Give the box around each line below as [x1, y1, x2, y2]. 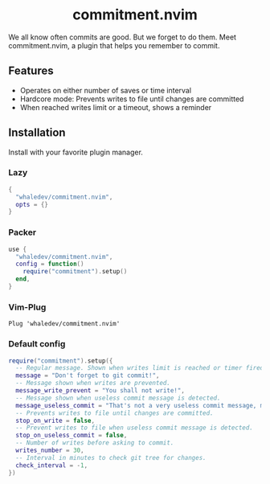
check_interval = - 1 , [15, 461, 88, 470]
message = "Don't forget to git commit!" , [15, 371, 160, 379]
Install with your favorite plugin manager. [8, 147, 143, 157]
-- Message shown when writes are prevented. [15, 379, 171, 388]
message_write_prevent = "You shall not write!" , [15, 387, 185, 395]
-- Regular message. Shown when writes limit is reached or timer [15, 364, 243, 372]
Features [8, 64, 54, 78]
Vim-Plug [8, 301, 47, 313]
